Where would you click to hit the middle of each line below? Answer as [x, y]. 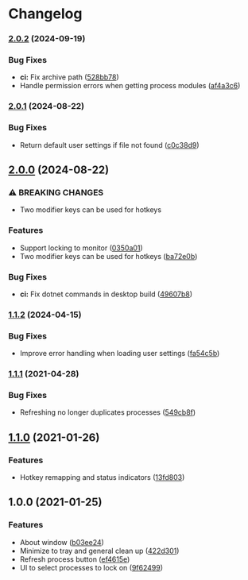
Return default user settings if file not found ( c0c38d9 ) [110, 145]
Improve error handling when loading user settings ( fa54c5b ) [120, 354]
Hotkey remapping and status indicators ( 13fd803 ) [102, 478]
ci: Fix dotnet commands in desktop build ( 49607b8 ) [106, 294]
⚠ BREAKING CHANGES [56, 192]
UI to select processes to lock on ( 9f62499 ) [91, 567]
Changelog [45, 14]
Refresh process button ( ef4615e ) [75, 559]
